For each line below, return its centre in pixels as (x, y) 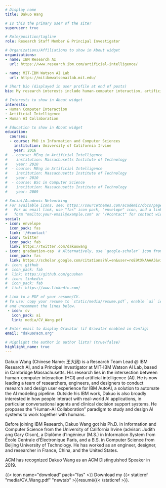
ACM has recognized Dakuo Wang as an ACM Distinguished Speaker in (78, 460)
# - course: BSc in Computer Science (45, 182)
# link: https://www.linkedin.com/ (43, 288)
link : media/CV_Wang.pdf (37, 320)
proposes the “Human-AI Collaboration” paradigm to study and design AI (79, 409)
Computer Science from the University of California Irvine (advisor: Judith (80, 429)
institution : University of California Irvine (63, 146)
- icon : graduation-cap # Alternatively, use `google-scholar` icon (78, 251)
